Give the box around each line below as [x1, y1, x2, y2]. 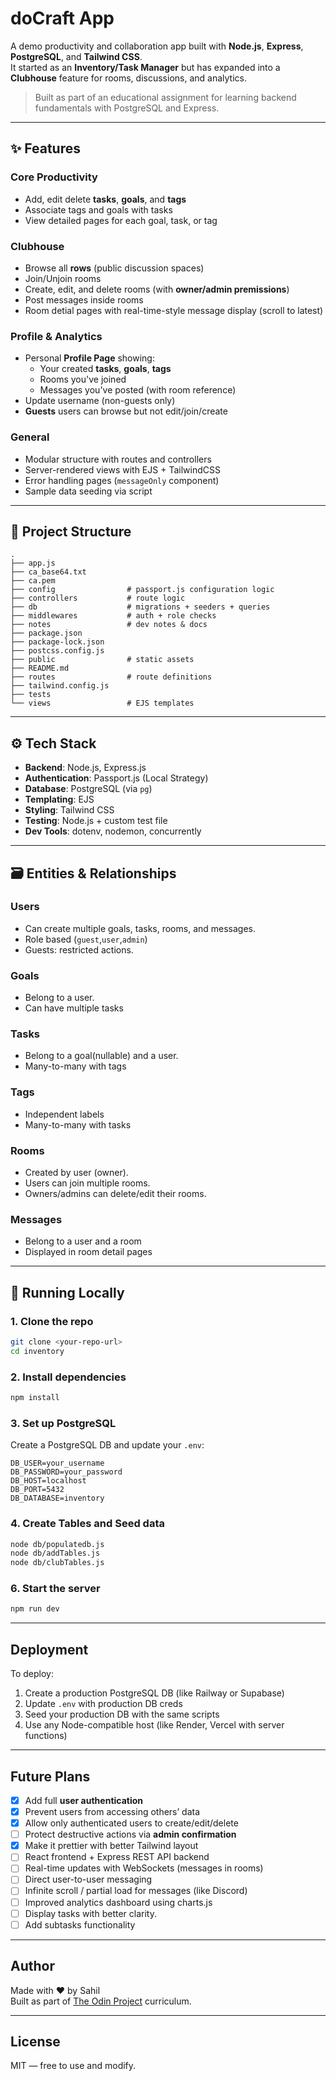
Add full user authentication [24, 1794, 144, 1806]
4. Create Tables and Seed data [10, 1517, 165, 1531]
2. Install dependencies [10, 1370, 127, 1384]
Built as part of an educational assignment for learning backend [34, 91, 297, 103]
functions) [24, 1730, 68, 1742]
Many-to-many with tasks [24, 1118, 132, 1131]
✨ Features [10, 140, 81, 157]
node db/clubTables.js [10, 1558, 105, 1568]
